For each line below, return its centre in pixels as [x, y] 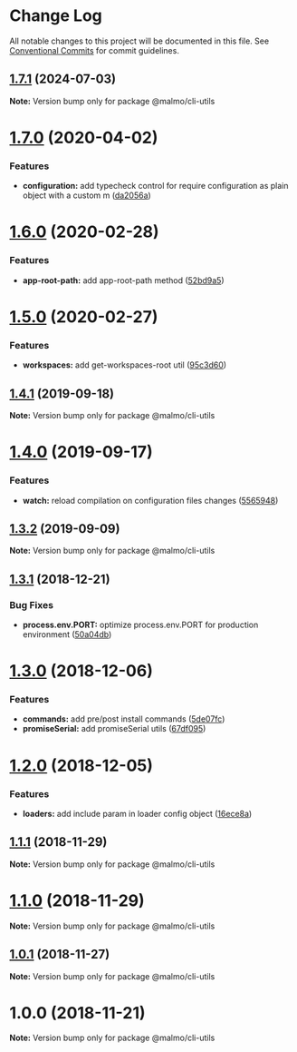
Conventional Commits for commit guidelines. [94, 50]
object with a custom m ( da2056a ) [86, 195]
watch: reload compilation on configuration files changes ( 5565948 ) [150, 500]
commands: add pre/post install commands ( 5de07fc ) [124, 719]
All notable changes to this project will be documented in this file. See [139, 41]
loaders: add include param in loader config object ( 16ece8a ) [137, 813]
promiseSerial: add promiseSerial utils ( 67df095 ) [114, 729]
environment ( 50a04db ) [67, 634]
